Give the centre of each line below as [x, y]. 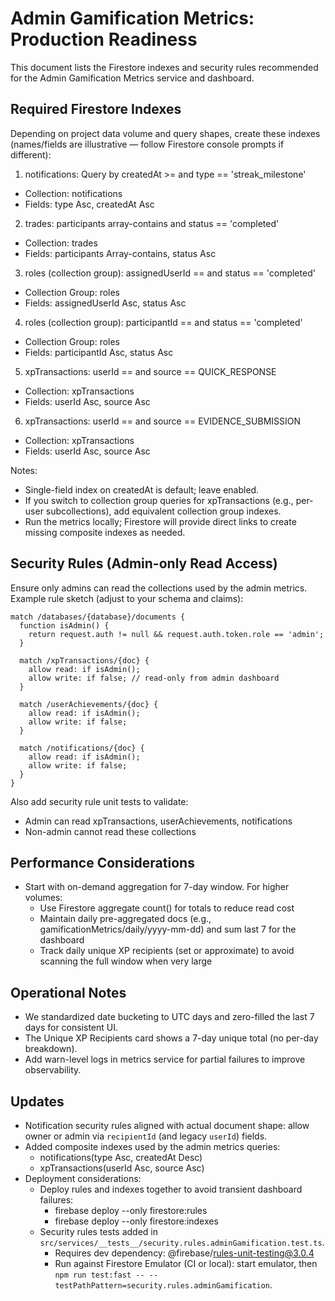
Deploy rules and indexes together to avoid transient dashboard [171, 1189]
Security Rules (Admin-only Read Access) [144, 563]
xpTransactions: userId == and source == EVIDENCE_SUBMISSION [163, 421]
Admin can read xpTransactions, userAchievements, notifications [158, 821]
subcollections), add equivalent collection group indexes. [163, 511]
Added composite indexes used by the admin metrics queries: [152, 1146]
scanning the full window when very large [126, 961]
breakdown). [51, 1049]
